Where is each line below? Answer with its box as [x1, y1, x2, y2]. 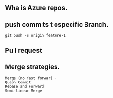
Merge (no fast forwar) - [5, 76, 57, 81]
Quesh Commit [5, 80, 31, 85]
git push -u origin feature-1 [5, 33, 66, 38]
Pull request [5, 46, 42, 55]
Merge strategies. [5, 63, 60, 71]
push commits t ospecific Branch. [5, 20, 109, 29]
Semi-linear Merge [5, 88, 42, 94]
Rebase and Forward [5, 84, 44, 89]
